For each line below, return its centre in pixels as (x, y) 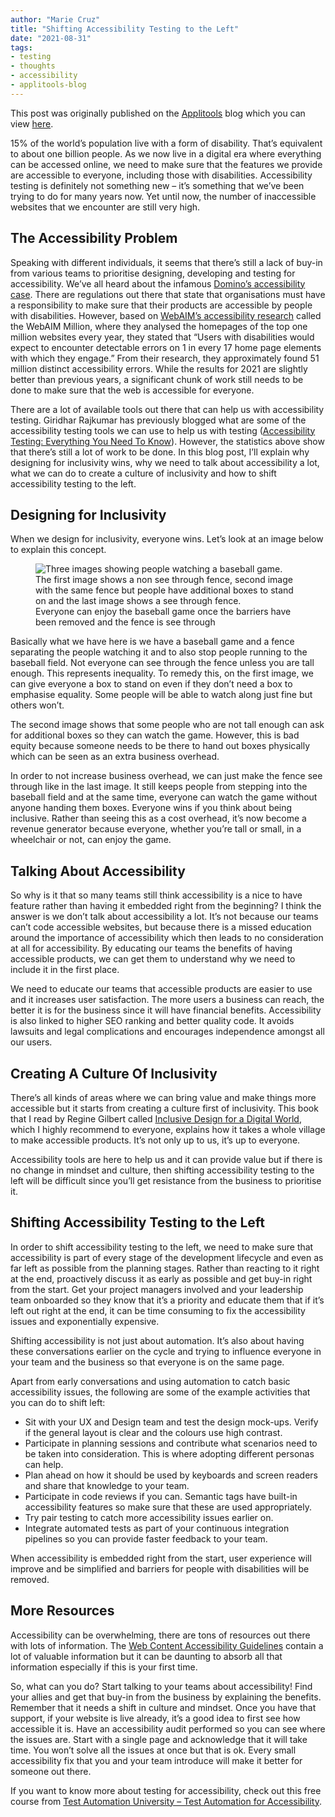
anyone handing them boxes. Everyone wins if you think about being (151, 808)
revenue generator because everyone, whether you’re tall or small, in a (156, 829)
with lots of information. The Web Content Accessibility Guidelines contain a (167, 1645)
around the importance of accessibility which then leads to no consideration (167, 938)
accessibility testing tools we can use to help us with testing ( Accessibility (163, 430)
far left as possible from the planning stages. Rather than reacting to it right (165, 1268)
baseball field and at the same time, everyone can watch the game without (164, 797)
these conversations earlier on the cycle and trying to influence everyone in (166, 1351)
